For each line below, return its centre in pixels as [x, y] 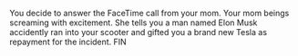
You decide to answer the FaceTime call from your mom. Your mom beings [149, 13]
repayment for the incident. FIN [68, 42]
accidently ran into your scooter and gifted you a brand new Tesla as [138, 32]
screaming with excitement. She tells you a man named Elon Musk [134, 23]
